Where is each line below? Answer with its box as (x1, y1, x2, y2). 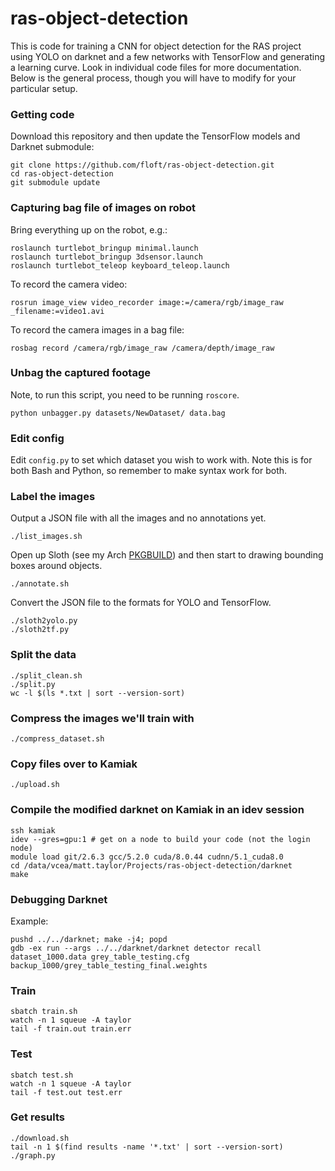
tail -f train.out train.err (10, 1024, 132, 1034)
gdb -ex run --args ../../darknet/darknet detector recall (10, 943, 262, 953)
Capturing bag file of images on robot (10, 201, 197, 215)
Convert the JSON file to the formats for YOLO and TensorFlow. (10, 597, 272, 609)
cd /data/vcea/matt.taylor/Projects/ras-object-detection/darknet (10, 860, 293, 871)
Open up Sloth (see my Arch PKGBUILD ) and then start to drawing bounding (10, 549, 324, 561)
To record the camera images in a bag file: (10, 323, 185, 336)
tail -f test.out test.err (10, 1087, 123, 1097)
